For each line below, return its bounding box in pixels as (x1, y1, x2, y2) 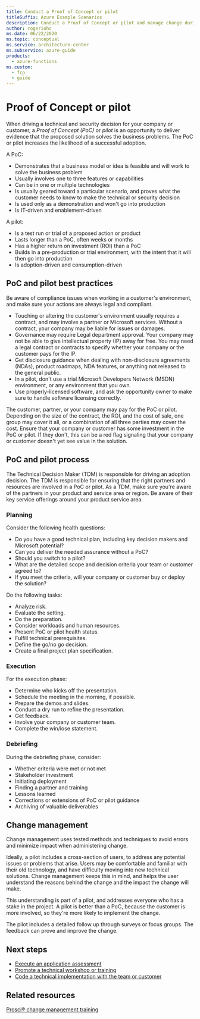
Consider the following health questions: (6, 524, 105, 531)
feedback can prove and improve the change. (6, 927, 118, 935)
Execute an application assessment (14, 960, 102, 967)
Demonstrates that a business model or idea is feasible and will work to (14, 162, 190, 170)
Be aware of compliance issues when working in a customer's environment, (6, 294, 192, 301)
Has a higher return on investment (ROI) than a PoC (14, 242, 141, 250)
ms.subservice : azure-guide (6, 48, 76, 54)
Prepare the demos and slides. (14, 700, 90, 707)
